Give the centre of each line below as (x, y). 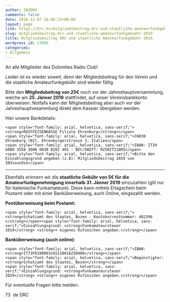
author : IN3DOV (21, 10)
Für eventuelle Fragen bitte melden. (42, 285)
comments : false (22, 15)
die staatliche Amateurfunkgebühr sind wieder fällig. (60, 82)
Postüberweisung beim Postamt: (40, 203)
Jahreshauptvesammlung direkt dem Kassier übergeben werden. (73, 108)
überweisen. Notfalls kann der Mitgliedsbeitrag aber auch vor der (73, 103)
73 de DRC (17, 294)
